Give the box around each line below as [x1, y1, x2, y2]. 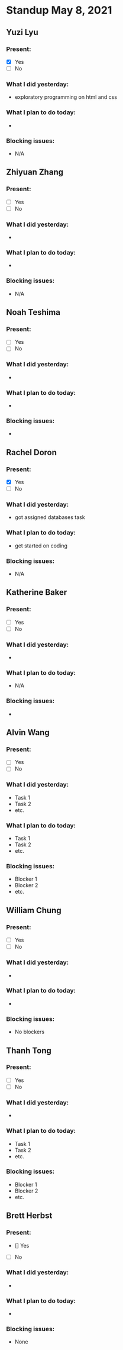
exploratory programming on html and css [14, 94, 117, 101]
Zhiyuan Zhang [6, 167, 64, 178]
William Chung [6, 905, 61, 915]
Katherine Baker [6, 587, 67, 598]
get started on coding [14, 542, 68, 549]
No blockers [14, 1028, 45, 1036]
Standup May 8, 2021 [6, 4, 112, 17]
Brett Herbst [6, 1211, 53, 1221]
